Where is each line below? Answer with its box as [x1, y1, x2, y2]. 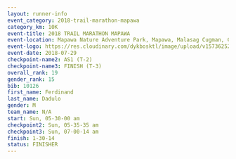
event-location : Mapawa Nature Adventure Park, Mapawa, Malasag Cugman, [7, 37, 225, 44]
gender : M [7, 102, 37, 109]
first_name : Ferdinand [7, 89, 74, 96]
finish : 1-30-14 [7, 134, 55, 141]
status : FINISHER [7, 141, 58, 148]
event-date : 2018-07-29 [7, 50, 77, 57]
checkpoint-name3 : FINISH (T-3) [7, 63, 102, 70]
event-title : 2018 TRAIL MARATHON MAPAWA [7, 30, 131, 37]
